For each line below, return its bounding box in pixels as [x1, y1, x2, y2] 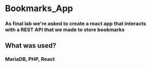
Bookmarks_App [5, 3, 74, 14]
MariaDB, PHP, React [5, 56, 55, 63]
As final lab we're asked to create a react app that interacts [5, 20, 146, 27]
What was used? [5, 41, 57, 50]
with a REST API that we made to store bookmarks [5, 26, 125, 33]
